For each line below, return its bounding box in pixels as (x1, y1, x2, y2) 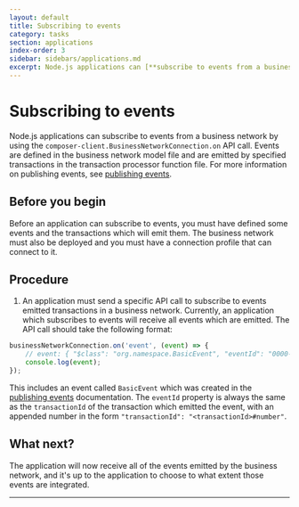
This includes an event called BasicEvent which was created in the (9, 382, 252, 393)
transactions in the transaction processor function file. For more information (9, 159, 287, 169)
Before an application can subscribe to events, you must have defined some (9, 217, 288, 228)
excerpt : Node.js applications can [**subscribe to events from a (9, 63, 261, 72)
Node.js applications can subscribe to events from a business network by (9, 130, 279, 141)
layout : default (9, 12, 69, 22)
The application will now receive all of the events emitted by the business (9, 460, 278, 470)
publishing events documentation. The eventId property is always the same (9, 391, 287, 402)
